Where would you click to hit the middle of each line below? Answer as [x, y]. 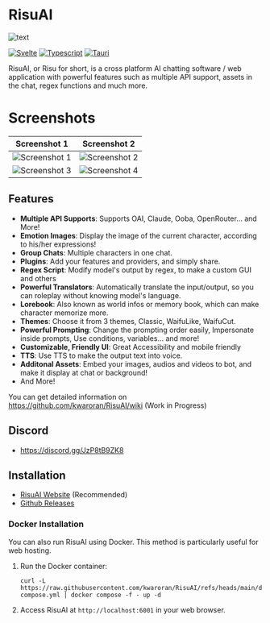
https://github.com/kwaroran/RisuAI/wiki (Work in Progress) [108, 405]
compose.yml [40, 595]
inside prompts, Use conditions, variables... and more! [110, 338]
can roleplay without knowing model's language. [100, 295]
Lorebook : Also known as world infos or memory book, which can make [139, 304]
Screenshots [52, 118]
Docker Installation [46, 524]
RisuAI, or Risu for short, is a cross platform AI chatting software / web [125, 68]
